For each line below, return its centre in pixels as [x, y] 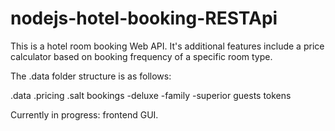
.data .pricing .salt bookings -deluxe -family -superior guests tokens [151, 95]
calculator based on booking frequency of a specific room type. [141, 56]
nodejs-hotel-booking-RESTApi [144, 18]
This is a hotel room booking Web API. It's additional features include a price [167, 46]
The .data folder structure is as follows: [91, 76]
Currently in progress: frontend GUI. [84, 114]
